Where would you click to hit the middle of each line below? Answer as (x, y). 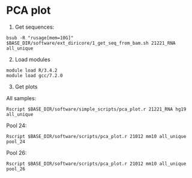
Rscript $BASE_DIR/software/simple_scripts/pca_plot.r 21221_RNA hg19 (96, 109)
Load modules (33, 59)
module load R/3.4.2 (32, 70)
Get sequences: (34, 27)
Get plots (26, 87)
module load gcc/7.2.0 (34, 75)
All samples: (21, 98)
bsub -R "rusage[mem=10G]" (40, 38)
